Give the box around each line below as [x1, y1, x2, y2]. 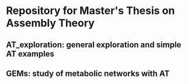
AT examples [6, 48, 54, 59]
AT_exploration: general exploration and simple [6, 40, 182, 50]
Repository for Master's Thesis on [6, 4, 175, 17]
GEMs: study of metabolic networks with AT [6, 68, 170, 78]
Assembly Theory [6, 16, 95, 30]
